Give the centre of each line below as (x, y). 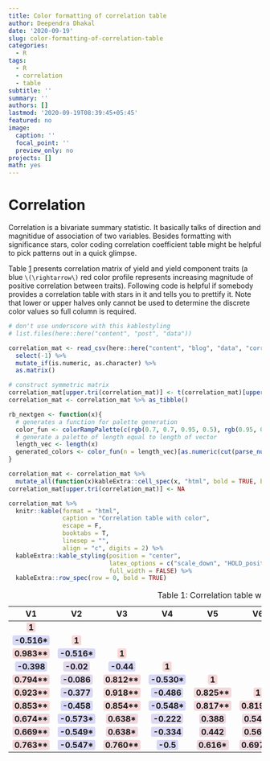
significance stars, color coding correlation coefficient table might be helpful (135, 245)
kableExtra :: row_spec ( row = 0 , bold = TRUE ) (91, 578)
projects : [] (30, 158)
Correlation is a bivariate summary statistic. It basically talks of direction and (135, 228)
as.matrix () (36, 371)
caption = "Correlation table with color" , (136, 518)
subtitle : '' (30, 90)
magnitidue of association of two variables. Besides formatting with (120, 236)
